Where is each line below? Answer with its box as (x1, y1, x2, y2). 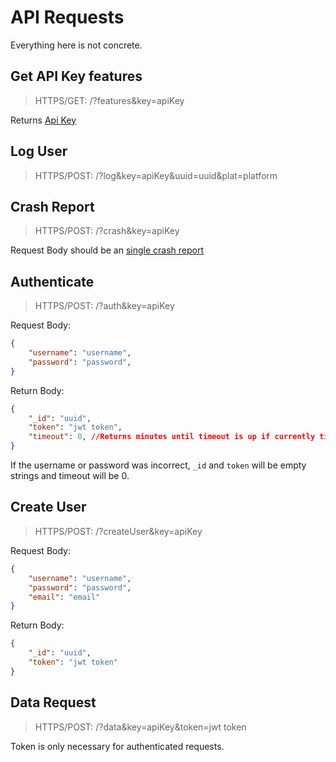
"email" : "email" (28, 592, 101, 602)
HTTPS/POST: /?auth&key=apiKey (34, 300, 175, 312)
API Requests (10, 6, 125, 29)
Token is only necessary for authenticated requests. (10, 740, 225, 752)
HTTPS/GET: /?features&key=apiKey (34, 94, 185, 106)
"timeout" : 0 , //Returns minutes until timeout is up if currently (28, 432, 316, 442)
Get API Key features (10, 68, 143, 85)
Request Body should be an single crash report (10, 244, 204, 256)
